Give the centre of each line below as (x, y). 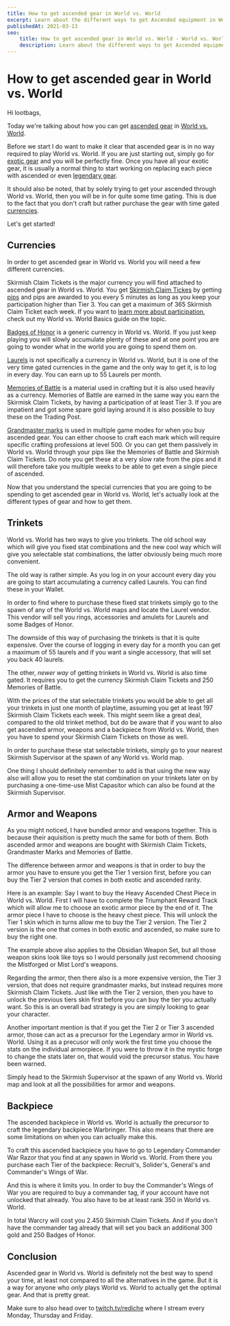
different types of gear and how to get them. (69, 501)
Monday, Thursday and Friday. (50, 1315)
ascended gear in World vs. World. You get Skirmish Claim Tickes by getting (115, 290)
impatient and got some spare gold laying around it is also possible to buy (111, 409)
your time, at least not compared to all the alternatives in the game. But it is (113, 1280)
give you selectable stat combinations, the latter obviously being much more (115, 554)
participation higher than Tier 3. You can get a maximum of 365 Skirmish (110, 304)
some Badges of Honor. (40, 624)
